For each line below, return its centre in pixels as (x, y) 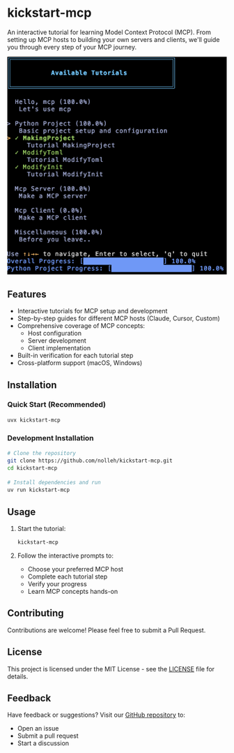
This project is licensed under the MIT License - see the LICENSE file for (111, 669)
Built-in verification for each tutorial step (75, 356)
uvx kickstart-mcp (34, 420)
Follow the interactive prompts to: (65, 556)
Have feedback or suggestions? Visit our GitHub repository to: (96, 715)
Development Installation (50, 438)
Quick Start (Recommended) (57, 405)
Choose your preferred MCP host (76, 569)
